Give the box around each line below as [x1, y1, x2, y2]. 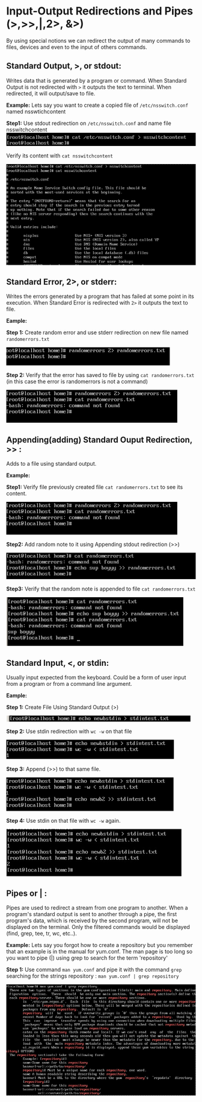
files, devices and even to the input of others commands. [6, 43, 147, 51]
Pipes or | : [6, 888, 47, 898]
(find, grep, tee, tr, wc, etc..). [6, 930, 77, 937]
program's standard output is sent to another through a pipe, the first [6, 911, 177, 918]
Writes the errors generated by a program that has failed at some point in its [6, 293, 194, 300]
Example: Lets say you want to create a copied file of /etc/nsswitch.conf [6, 101, 188, 109]
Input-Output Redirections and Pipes [6, 4, 194, 18]
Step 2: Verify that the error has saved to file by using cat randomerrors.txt [6, 372, 195, 379]
